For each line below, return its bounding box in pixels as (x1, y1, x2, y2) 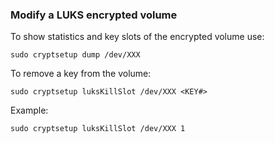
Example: (10, 104, 49, 117)
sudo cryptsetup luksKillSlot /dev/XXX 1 (10, 124, 186, 134)
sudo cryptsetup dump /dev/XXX (10, 50, 141, 60)
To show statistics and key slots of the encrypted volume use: (10, 31, 265, 43)
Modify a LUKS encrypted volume (10, 8, 178, 22)
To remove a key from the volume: (10, 68, 152, 80)
